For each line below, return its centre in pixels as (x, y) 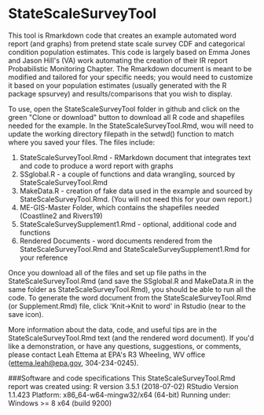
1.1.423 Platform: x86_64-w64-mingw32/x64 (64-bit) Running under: (119, 395)
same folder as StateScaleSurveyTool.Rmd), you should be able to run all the (132, 289)
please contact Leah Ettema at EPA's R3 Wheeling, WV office (107, 355)
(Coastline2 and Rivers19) (61, 216)
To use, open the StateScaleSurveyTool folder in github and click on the (124, 109)
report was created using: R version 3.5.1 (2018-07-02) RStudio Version (123, 386)
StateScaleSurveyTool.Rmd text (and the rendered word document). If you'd (131, 337)
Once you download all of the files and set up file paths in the (107, 272)
